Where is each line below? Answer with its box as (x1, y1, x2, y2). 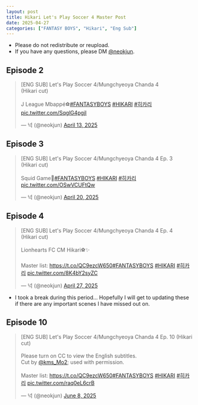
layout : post (6, 8, 39, 15)
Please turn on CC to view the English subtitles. (20, 352, 137, 359)
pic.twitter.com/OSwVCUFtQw (20, 181, 95, 188)
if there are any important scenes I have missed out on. (14, 300, 150, 307)
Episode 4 (6, 211, 45, 221)
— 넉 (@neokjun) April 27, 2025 (20, 282, 98, 289)
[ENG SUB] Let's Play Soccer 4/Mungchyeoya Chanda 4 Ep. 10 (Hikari (20, 333, 193, 340)
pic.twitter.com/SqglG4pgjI (20, 109, 87, 117)
